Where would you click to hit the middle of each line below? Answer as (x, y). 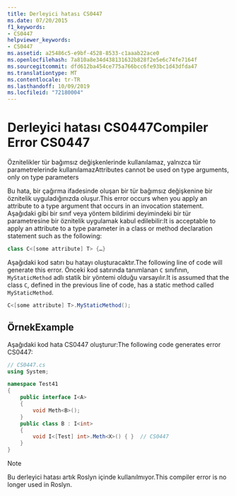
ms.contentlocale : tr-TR (44, 79)
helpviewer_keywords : (39, 40)
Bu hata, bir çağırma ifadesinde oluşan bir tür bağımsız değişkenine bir (110, 191)
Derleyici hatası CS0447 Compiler (108, 128)
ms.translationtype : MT (42, 73)
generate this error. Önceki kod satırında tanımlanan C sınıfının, (98, 270)
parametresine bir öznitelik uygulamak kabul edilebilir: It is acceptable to (112, 221)
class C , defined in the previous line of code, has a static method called (111, 285)
